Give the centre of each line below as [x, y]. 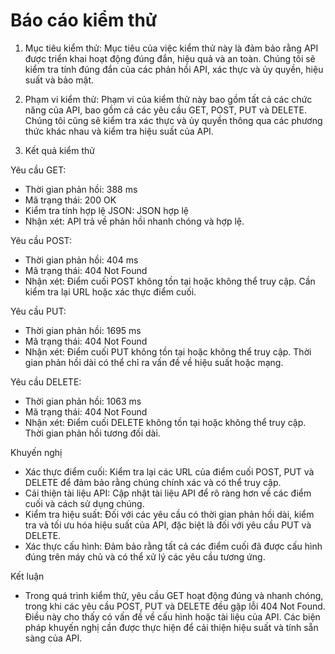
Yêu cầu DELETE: [46, 381]
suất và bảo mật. [59, 80]
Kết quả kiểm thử [59, 150]
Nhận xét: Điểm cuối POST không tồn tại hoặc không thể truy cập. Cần [170, 281]
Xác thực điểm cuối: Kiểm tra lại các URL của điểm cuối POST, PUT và [169, 471]
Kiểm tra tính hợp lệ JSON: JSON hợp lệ [106, 210]
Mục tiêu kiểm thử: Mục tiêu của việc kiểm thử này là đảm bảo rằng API [171, 48]
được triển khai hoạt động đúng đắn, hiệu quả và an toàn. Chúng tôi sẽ [170, 58]
